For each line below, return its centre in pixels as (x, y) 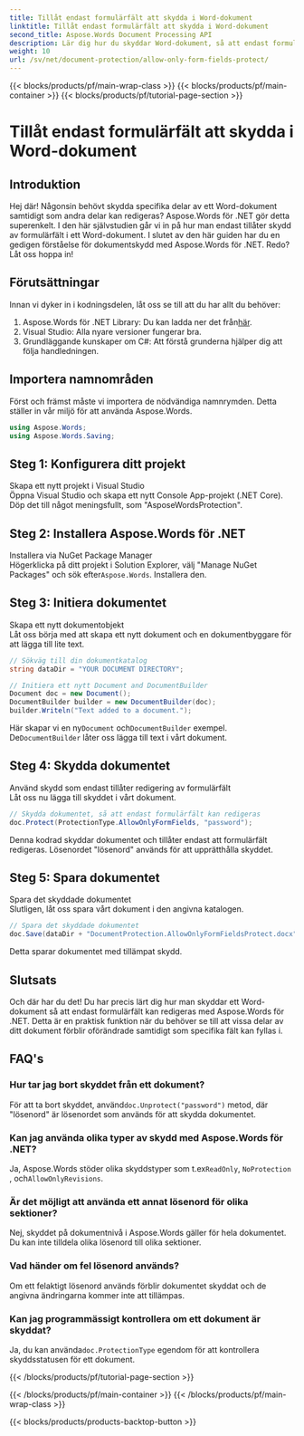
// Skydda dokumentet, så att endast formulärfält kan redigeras (135, 814)
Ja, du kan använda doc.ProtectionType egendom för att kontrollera (134, 1349)
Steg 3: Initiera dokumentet (88, 603)
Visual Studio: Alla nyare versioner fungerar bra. (112, 331)
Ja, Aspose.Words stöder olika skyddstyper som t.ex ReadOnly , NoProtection (150, 1168)
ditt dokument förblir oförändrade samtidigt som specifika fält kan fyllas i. (146, 1030)
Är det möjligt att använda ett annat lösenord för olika (129, 1201)
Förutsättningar (54, 283)
